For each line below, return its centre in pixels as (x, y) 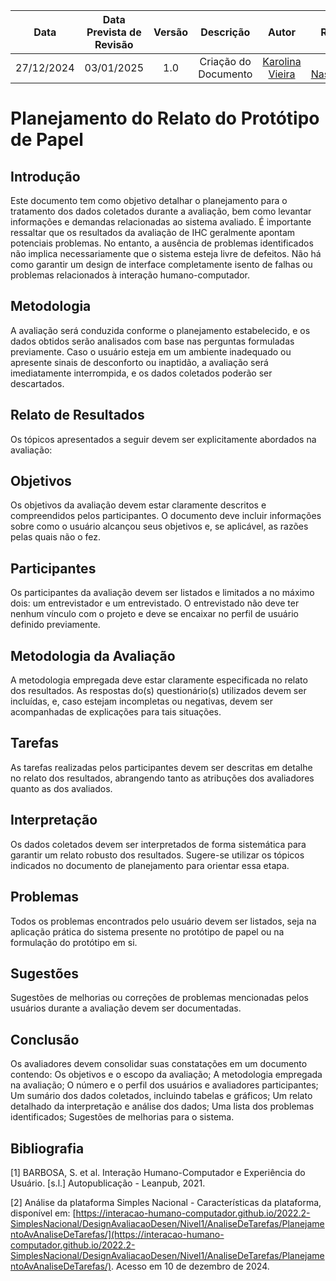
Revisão (114, 44)
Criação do (225, 61)
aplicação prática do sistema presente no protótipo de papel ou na (147, 931)
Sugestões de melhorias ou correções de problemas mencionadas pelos (159, 998)
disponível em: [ (43, 1213)
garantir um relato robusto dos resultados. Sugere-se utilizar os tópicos (157, 855)
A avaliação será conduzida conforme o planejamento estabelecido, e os (160, 330)
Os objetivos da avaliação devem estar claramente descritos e (138, 505)
